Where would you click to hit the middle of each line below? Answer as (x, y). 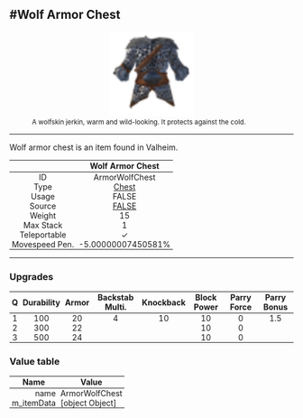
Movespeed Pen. (43, 244)
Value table (35, 361)
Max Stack (43, 225)
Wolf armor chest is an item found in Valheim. (94, 147)
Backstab (116, 298)
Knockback (164, 302)
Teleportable (43, 235)
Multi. (116, 307)
